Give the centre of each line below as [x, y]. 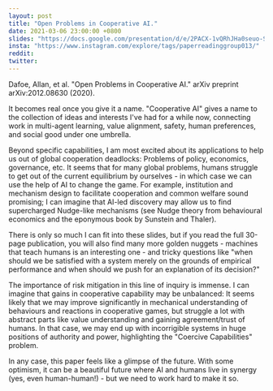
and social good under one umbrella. [70, 134]
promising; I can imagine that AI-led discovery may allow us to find [120, 202]
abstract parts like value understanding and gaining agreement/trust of [127, 319]
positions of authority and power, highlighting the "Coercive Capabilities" [130, 337]
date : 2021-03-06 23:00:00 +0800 [65, 31]
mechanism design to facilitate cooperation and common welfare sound [128, 193]
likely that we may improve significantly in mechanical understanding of [128, 302]
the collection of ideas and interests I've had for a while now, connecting [130, 117]
